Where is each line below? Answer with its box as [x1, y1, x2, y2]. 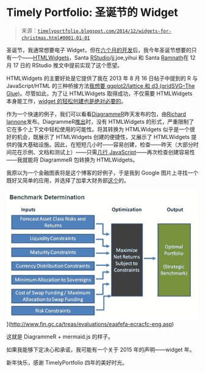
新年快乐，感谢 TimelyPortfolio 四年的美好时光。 [6, 359, 128, 367]
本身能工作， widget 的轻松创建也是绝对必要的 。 [6, 97, 127, 104]
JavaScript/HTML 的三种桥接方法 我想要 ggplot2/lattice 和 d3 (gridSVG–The [6, 82, 195, 89]
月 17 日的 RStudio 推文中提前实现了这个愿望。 [6, 62, 123, 69]
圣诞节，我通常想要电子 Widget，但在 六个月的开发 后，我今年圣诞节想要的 [6, 46, 192, 54]
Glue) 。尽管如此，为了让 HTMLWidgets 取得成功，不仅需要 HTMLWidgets [6, 90, 193, 97]
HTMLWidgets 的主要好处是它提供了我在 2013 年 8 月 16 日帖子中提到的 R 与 [6, 74, 198, 82]
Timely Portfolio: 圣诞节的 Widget [6, 5, 178, 20]
